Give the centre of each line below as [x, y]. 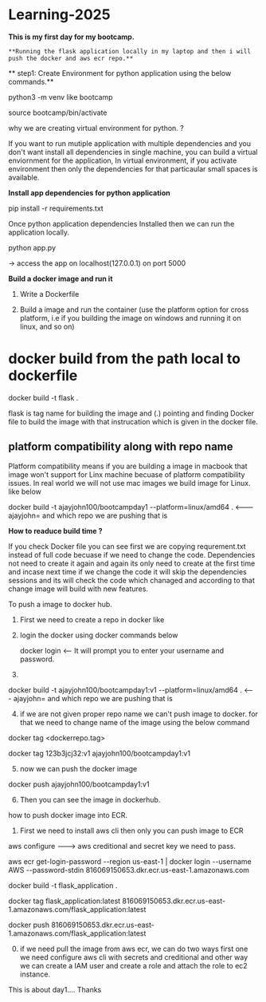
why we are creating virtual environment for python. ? [96, 128]
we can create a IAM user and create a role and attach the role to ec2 [134, 965]
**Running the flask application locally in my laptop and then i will [129, 51]
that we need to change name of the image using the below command [135, 722]
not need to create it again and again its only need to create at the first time [132, 563]
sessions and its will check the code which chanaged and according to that [131, 580]
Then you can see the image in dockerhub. [90, 799]
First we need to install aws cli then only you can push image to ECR [132, 830]
